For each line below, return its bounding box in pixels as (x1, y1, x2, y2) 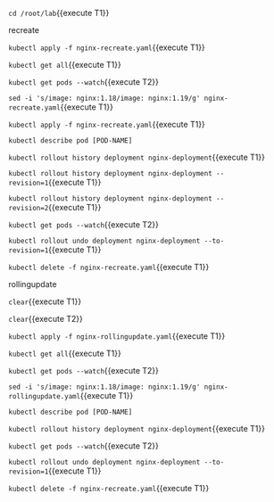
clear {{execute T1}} (8, 296, 82, 307)
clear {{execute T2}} (8, 314, 84, 324)
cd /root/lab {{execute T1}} (8, 8, 110, 18)
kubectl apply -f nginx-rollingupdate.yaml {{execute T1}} (8, 331, 226, 342)
